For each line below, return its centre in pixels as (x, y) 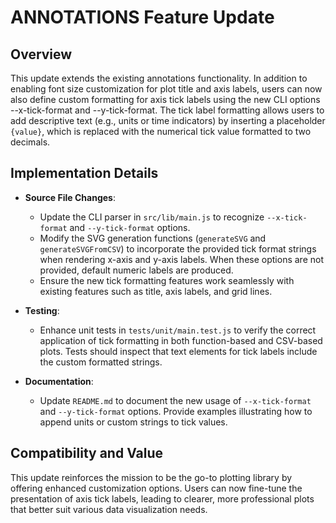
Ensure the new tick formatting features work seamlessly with (167, 280)
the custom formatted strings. (101, 362)
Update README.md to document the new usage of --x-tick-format (175, 400)
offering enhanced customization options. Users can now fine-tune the (156, 488)
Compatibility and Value (87, 453)
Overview (41, 54)
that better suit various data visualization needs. (109, 509)
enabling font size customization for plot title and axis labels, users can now (166, 89)
